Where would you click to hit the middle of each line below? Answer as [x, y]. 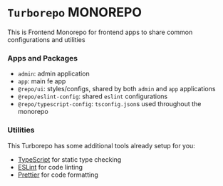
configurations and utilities [46, 39]
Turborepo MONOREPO [75, 12]
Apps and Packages [43, 58]
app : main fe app [42, 81]
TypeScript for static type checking [69, 159]
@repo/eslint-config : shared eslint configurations [93, 96]
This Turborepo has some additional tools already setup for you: [102, 145]
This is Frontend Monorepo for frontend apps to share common [100, 32]
